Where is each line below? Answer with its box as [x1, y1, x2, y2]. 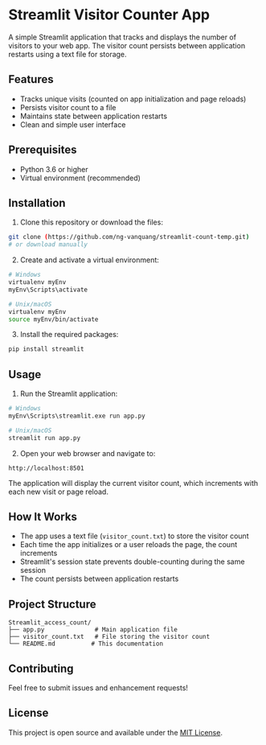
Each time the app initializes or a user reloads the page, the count [19, 540, 238, 549]
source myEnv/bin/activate [8, 315, 99, 323]
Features [8, 72, 54, 86]
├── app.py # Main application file [8, 626, 178, 634]
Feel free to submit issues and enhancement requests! [8, 683, 189, 693]
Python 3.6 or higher [19, 164, 88, 174]
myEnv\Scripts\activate [8, 286, 88, 294]
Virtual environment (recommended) [19, 173, 141, 183]
